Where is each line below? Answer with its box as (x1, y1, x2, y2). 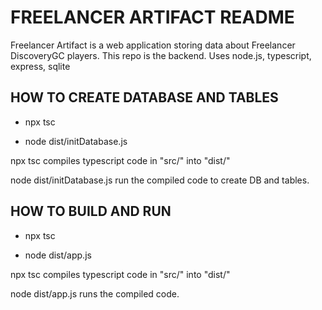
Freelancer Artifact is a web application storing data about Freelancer (10, 39, 296, 51)
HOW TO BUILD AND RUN (10, 203, 172, 220)
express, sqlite (10, 60, 71, 72)
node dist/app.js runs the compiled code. (10, 287, 180, 300)
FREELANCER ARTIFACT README (10, 6, 295, 29)
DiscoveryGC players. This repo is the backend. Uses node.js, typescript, (10, 49, 312, 61)
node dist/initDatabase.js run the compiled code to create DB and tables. (10, 174, 310, 186)
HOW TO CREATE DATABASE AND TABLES (10, 89, 279, 106)
